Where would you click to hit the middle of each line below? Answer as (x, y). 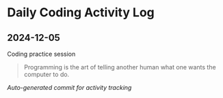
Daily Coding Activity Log (81, 13)
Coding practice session (41, 54)
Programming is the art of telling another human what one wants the (120, 67)
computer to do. (47, 74)
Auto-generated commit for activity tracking (69, 87)
